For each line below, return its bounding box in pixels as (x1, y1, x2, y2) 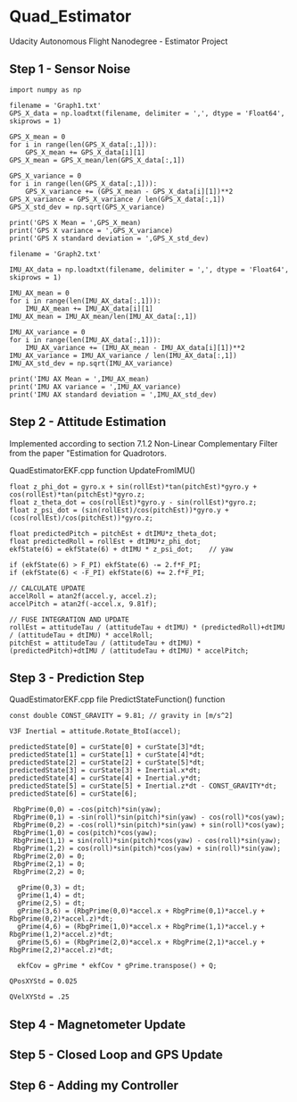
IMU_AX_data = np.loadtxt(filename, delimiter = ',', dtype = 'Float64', (9, 265, 290, 274)
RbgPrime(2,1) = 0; (12, 860, 87, 869)
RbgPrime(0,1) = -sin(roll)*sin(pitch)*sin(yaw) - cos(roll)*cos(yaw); (12, 813, 285, 822)
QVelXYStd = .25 (9, 993, 70, 1002)
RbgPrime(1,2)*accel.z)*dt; (9, 931, 114, 939)
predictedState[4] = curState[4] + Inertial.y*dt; (9, 774, 202, 783)
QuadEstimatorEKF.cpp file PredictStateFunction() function (9, 694, 226, 705)
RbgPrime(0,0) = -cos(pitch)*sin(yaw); (12, 806, 162, 814)
